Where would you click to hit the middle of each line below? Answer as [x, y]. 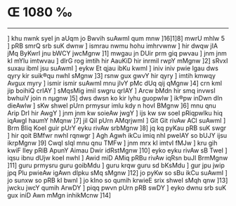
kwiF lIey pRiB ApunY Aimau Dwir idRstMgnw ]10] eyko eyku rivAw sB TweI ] [117, 150]
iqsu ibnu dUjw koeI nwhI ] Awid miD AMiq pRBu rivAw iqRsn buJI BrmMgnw [118, 157]
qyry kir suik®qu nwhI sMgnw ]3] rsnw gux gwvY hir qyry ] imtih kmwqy [112, 75]
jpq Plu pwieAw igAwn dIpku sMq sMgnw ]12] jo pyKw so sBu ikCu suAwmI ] [118, 172]
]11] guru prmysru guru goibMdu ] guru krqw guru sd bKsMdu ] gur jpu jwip [116, 165]
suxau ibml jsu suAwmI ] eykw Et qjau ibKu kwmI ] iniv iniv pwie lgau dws [113, 68]
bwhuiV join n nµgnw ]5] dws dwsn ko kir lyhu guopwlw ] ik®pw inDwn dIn [115, 98]
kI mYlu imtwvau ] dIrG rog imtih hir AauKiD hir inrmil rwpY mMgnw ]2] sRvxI [118, 60]
